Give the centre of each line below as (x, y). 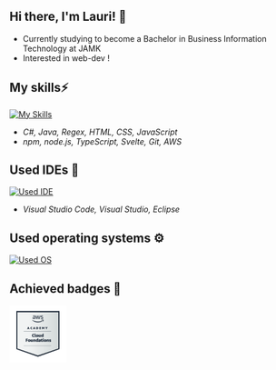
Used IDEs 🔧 (44, 170)
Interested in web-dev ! (66, 58)
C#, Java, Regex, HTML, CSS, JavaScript (100, 132)
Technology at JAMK (62, 48)
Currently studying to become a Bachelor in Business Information (144, 38)
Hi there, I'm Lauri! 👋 (68, 17)
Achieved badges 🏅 (65, 289)
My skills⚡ (39, 88)
